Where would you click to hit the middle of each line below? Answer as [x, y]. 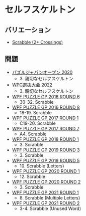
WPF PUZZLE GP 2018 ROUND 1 [45, 139]
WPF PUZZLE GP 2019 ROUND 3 [46, 150]
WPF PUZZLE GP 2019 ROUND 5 [46, 160]
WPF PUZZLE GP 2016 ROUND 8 [46, 107]
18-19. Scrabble [36, 112]
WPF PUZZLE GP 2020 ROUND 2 [46, 182]
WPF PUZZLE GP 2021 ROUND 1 [45, 192]
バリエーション [28, 30]
